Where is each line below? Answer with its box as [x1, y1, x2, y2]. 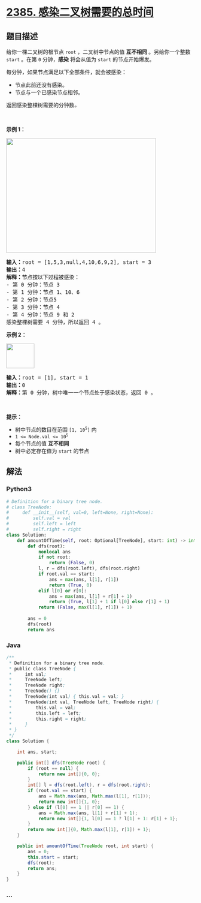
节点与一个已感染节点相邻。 [14, 89, 84, 96]
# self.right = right [6, 526, 82, 532]
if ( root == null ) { [28, 765, 79, 771]
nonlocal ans [38, 549, 71, 555]
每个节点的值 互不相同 [14, 440, 69, 447]
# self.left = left [6, 521, 77, 527]
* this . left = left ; [8, 710, 82, 717]
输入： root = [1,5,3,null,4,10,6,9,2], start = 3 [6, 259, 151, 266]
